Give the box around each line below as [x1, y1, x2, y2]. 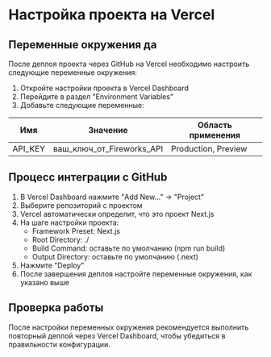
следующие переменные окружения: [8, 68, 137, 77]
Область [197, 119, 232, 131]
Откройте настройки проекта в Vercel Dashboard [19, 83, 190, 93]
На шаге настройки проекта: [19, 218, 119, 227]
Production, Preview [170, 143, 248, 154]
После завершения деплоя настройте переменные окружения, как [19, 268, 252, 279]
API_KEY [12, 143, 46, 154]
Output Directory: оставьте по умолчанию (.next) [31, 251, 199, 261]
